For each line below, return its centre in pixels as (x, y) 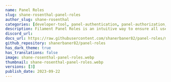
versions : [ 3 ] (20, 67)
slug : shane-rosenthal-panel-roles (43, 15)
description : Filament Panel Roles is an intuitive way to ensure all (82, 29)
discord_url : (19, 34)
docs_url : (16, 39)
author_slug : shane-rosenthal (37, 19)
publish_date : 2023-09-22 (33, 72)
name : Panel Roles (25, 10)
